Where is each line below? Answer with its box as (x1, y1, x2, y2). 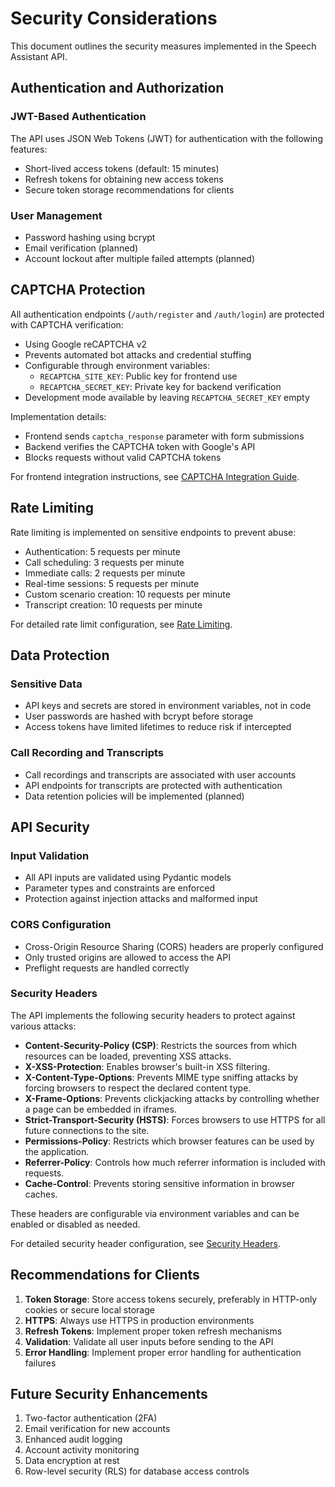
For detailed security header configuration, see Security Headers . (10, 1237, 282, 1249)
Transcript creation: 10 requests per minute (24, 598, 203, 611)
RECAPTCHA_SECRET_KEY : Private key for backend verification (39, 380, 282, 392)
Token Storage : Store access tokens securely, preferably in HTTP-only (24, 1293, 318, 1305)
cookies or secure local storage (24, 1303, 155, 1316)
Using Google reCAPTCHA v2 (24, 338, 148, 350)
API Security (10, 818, 90, 836)
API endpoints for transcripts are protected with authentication (24, 779, 283, 791)
